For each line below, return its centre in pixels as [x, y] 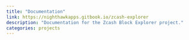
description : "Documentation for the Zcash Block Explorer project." [95, 22]
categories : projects [33, 28]
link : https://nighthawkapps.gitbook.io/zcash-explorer [77, 17]
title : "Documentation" [36, 11]
